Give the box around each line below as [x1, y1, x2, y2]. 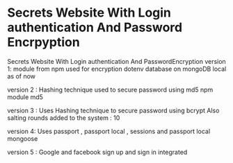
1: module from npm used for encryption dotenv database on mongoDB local [7, 65, 227, 73]
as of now [7, 71, 36, 80]
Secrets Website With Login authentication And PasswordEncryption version [7, 57, 226, 65]
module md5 [7, 92, 44, 101]
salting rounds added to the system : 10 [7, 113, 120, 122]
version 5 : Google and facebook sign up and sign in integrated [7, 148, 188, 156]
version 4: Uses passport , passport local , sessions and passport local [7, 127, 211, 135]
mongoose [7, 134, 38, 143]
